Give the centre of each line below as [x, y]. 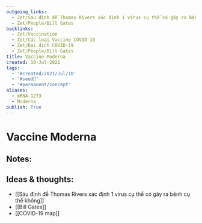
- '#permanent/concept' [41, 85]
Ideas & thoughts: [40, 179]
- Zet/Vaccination [35, 34]
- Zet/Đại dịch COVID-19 [43, 46]
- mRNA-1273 [27, 96]
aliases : [17, 90]
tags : [13, 68]
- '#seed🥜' [25, 79]
